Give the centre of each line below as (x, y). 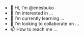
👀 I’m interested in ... (32, 13)
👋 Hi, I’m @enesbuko (32, 8)
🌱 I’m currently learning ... (37, 18)
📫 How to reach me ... (34, 29)
